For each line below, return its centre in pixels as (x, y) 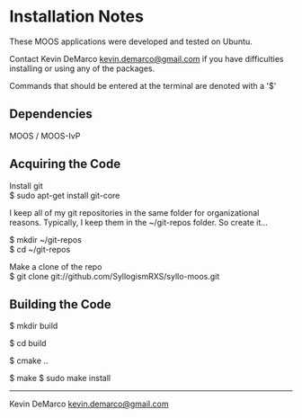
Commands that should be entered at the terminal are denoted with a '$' (143, 85)
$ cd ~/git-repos (40, 249)
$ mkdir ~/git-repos (46, 239)
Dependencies (51, 114)
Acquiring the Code (65, 164)
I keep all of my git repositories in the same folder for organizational (134, 212)
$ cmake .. (29, 360)
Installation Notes (76, 17)
